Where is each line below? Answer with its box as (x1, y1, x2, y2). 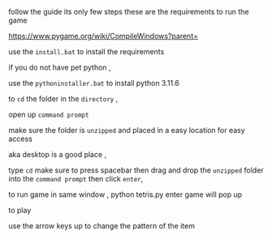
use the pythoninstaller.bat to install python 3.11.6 (8, 79, 180, 87)
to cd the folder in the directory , (8, 94, 119, 104)
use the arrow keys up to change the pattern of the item (8, 221, 195, 230)
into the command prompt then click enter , (8, 174, 144, 183)
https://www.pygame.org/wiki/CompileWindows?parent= (8, 32, 199, 41)
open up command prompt (8, 109, 89, 119)
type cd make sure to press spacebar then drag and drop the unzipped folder (8, 165, 264, 175)
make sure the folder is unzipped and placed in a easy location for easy (8, 126, 245, 134)
